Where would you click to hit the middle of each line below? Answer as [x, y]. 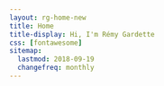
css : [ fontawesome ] [46, 43]
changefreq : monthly [56, 68]
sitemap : [26, 51]
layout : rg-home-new [48, 17]
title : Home [32, 26]
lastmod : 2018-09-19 [56, 59]
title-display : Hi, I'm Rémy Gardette [82, 34]
